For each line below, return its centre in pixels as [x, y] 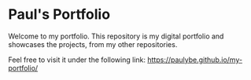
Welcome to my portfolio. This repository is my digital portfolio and [116, 36]
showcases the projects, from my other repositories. [93, 44]
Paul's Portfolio [59, 15]
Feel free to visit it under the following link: [77, 60]
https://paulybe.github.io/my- [194, 60]
